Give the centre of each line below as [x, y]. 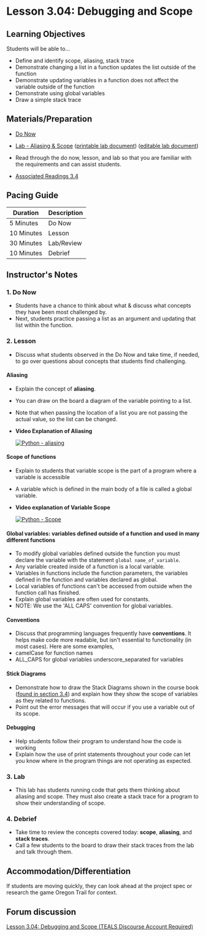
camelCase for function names [54, 653]
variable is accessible [43, 477]
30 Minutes [26, 243]
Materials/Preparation [49, 119]
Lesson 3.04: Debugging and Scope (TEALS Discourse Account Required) [100, 927]
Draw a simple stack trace [48, 100]
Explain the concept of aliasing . [55, 389]
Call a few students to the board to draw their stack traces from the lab [105, 845]
